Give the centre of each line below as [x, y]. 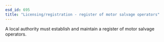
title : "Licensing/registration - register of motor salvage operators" [82, 14]
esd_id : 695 [17, 10]
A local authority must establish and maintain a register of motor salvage [80, 28]
